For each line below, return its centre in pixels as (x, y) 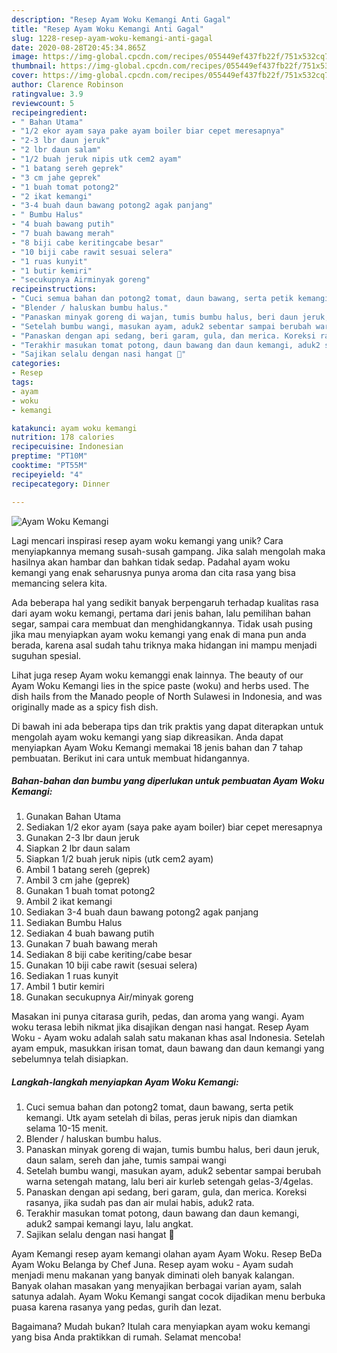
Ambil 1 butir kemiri (65, 987)
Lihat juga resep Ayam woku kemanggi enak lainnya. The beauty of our (157, 675)
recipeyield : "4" (47, 474)
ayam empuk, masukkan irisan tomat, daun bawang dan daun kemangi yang (168, 1048)
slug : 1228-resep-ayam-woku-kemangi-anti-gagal (112, 38)
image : (25, 57)
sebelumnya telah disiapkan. (70, 1059)
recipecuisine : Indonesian (67, 447)
